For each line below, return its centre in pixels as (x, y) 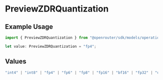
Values (16, 61)
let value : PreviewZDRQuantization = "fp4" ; (51, 46)
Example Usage (29, 27)
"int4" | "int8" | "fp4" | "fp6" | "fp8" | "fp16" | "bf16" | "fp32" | (79, 73)
